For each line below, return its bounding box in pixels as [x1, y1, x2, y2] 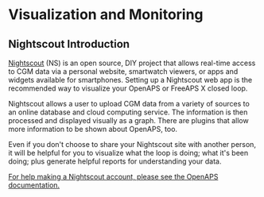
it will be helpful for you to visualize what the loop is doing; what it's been [8, 149, 249, 157]
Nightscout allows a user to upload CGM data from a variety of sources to [8, 99, 250, 108]
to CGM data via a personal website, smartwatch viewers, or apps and [8, 67, 239, 76]
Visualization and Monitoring [8, 6, 204, 24]
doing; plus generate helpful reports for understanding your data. [8, 156, 222, 166]
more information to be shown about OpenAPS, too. [8, 125, 177, 133]
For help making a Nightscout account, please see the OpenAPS [8, 172, 219, 181]
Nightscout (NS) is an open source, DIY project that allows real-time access [8, 58, 256, 68]
